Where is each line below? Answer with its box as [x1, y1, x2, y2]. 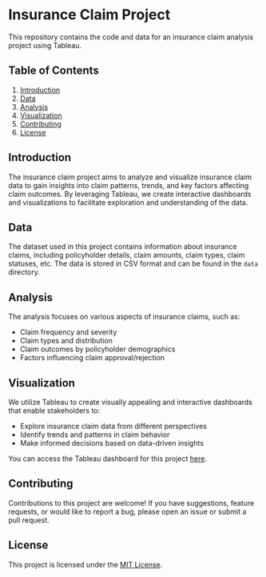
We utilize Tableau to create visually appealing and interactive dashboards [8, 398, 253, 407]
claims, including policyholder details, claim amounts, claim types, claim [8, 250, 245, 260]
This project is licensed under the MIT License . [8, 559, 163, 569]
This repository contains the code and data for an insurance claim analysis [8, 32, 254, 42]
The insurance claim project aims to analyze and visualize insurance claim [8, 172, 252, 182]
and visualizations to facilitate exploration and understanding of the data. [8, 198, 248, 207]
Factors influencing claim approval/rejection [19, 353, 165, 363]
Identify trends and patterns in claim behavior [19, 430, 170, 439]
